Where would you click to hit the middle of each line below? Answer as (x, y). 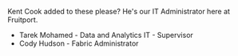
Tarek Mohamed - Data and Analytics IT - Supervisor (106, 35)
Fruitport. (23, 20)
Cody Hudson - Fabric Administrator (79, 43)
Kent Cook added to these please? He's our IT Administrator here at (119, 11)
